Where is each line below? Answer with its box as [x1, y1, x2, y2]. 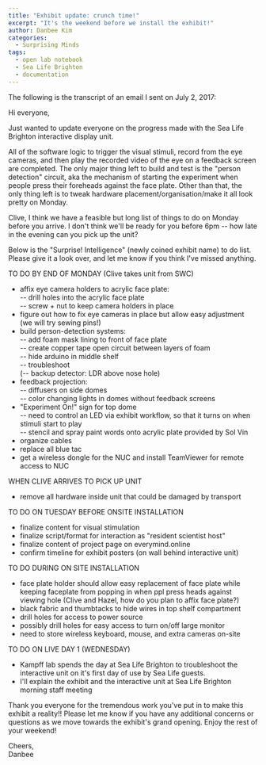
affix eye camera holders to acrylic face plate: [19, 284, 170, 293]
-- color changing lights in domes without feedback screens [19, 393, 216, 403]
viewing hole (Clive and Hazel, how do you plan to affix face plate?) [19, 595, 240, 605]
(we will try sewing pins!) [19, 318, 101, 327]
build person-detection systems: [19, 326, 127, 335]
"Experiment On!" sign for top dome [19, 402, 137, 411]
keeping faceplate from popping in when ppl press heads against [19, 587, 232, 596]
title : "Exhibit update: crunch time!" [8, 11, 140, 20]
